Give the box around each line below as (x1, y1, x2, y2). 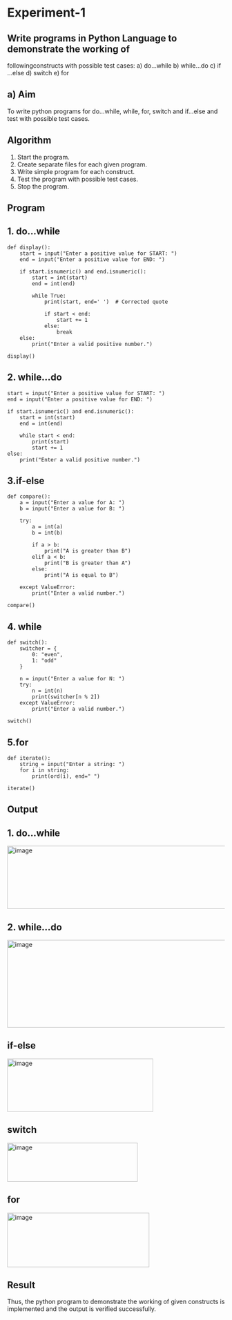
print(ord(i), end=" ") (32, 773, 100, 780)
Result (7, 1279, 36, 1291)
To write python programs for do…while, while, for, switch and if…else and (7, 107, 218, 115)
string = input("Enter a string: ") (19, 761, 126, 768)
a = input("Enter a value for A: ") (19, 499, 126, 506)
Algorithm (7, 135, 52, 146)
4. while (7, 620, 42, 633)
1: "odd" (32, 658, 57, 664)
